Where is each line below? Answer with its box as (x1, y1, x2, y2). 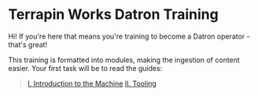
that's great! (8, 39, 48, 49)
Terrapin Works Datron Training (8, 6, 219, 24)
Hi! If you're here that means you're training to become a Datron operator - (8, 31, 250, 41)
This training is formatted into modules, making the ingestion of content (8, 55, 240, 65)
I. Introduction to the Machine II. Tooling (27, 79, 157, 88)
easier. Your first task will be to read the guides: (8, 63, 163, 72)
